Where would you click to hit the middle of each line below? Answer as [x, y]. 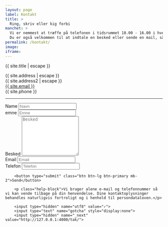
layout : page [19, 10]
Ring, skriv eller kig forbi [40, 24]
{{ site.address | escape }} [32, 75]
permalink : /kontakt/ [28, 42]
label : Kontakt [21, 14]
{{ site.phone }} [21, 91]
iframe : [13, 51]
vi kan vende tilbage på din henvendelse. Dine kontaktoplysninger [77, 193]
